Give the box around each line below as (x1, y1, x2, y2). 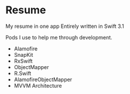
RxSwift (13, 57, 33, 64)
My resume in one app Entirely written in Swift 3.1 (5, 23, 124, 30)
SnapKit (13, 51, 33, 58)
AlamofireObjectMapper (13, 76, 73, 83)
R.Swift (13, 70, 32, 77)
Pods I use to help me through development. (5, 34, 112, 41)
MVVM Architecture (13, 82, 62, 89)
